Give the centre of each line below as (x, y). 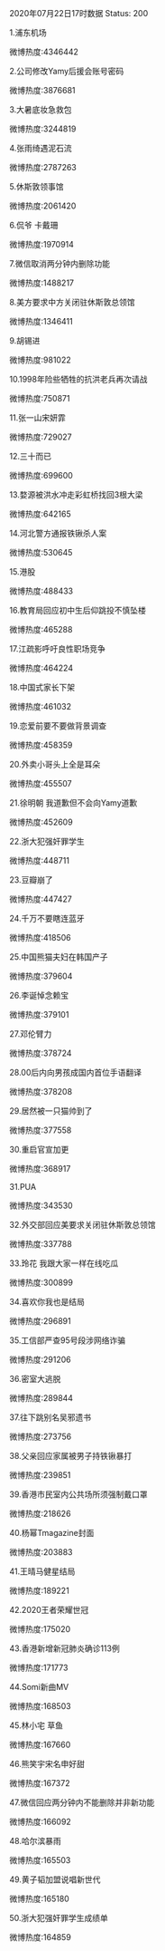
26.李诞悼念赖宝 (39, 995)
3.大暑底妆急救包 (41, 110)
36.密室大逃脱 (35, 1379)
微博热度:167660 (40, 1744)
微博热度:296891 (40, 1321)
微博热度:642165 (40, 514)
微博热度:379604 (41, 976)
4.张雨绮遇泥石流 (41, 148)
